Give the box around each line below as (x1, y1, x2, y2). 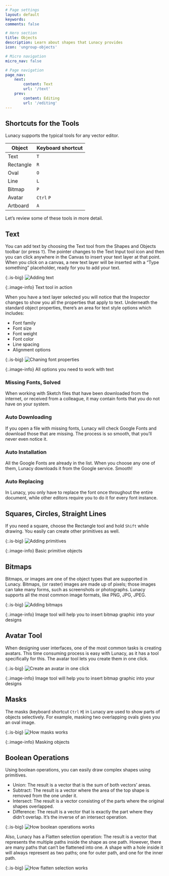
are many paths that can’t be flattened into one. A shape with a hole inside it (5, 844, 163, 851)
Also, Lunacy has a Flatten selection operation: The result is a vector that (5, 834, 157, 840)
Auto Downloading (5, 414, 52, 421)
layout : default (5, 12, 39, 17)
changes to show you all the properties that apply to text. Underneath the (5, 299, 158, 305)
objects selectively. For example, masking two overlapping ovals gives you (5, 714, 160, 720)
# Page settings (5, 7, 39, 13)
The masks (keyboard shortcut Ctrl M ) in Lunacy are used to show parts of (5, 708, 160, 714)
